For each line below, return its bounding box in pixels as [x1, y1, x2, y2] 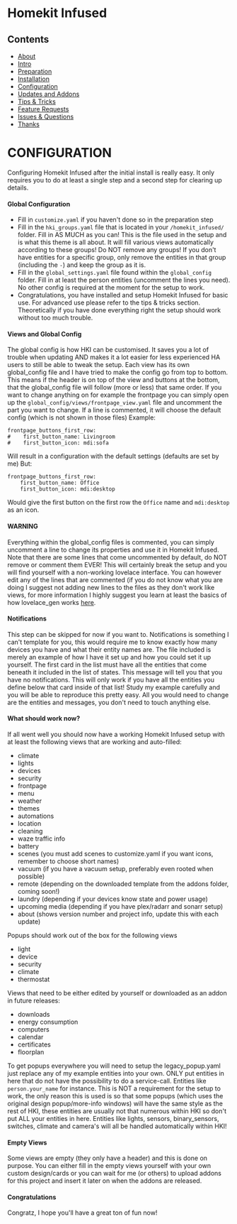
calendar [17, 1032, 44, 1041]
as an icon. [7, 506, 40, 514]
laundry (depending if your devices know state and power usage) [17, 895, 209, 903]
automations [17, 812, 54, 820]
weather [17, 797, 42, 805]
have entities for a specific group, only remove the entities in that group [17, 253, 226, 262]
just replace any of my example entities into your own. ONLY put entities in [7, 1069, 225, 1077]
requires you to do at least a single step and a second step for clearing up [7, 175, 223, 184]
